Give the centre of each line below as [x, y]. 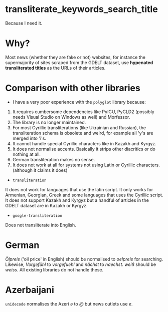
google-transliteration [37, 216]
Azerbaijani [30, 290]
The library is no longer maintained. [49, 122]
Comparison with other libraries [73, 88]
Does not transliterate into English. [41, 225]
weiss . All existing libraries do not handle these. [54, 269]
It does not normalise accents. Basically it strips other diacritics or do [84, 149]
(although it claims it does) [40, 170]
